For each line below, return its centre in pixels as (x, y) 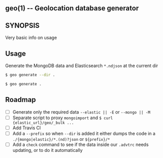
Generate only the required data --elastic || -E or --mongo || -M (81, 112)
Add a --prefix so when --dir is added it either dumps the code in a (84, 133)
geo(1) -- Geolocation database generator (72, 8)
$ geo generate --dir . (30, 75)
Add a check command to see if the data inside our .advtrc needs (80, 144)
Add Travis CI (27, 128)
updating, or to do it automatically (47, 150)
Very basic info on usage (31, 38)
